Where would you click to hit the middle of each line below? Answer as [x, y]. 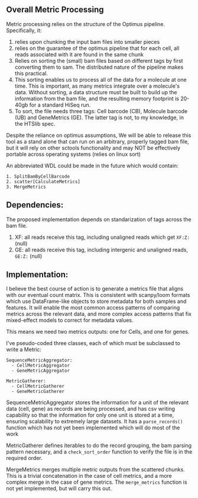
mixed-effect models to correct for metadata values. [70, 320]
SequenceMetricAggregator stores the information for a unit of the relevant [98, 403]
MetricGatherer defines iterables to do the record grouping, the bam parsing [99, 446]
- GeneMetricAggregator [40, 371]
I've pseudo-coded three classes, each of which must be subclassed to [93, 343]
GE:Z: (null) [28, 256]
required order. [24, 458]
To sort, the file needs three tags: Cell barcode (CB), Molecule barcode [101, 111]
